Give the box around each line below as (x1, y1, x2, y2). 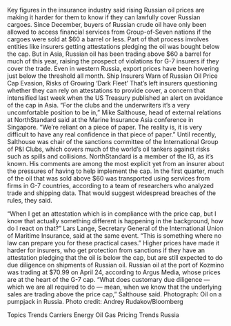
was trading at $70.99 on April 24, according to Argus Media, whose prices (7, 268, 221, 276)
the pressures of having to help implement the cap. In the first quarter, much (7, 167, 224, 175)
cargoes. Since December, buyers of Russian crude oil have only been (7, 21, 207, 28)
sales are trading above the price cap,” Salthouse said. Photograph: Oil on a (7, 290, 222, 298)
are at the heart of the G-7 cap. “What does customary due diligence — (7, 276, 210, 283)
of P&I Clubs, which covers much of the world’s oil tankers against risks (7, 145, 210, 153)
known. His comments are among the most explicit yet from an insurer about (7, 160, 225, 167)
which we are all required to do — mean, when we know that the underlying (7, 283, 222, 291)
